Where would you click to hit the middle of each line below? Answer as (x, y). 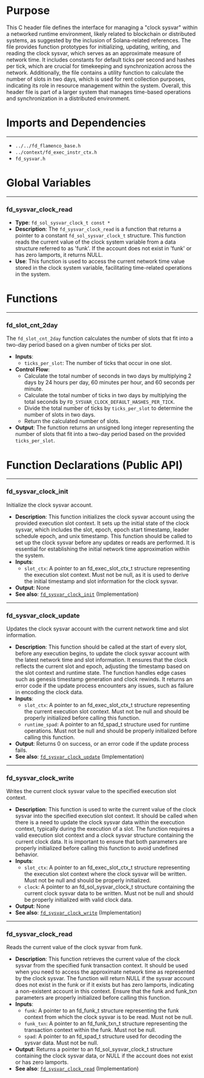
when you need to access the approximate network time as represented (105, 972)
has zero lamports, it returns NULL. (59, 255)
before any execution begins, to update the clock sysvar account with (102, 653)
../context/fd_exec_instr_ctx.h (56, 152)
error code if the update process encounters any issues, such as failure (104, 685)
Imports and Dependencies (76, 123)
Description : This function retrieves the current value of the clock (97, 959)
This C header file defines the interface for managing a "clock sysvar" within (102, 27)
